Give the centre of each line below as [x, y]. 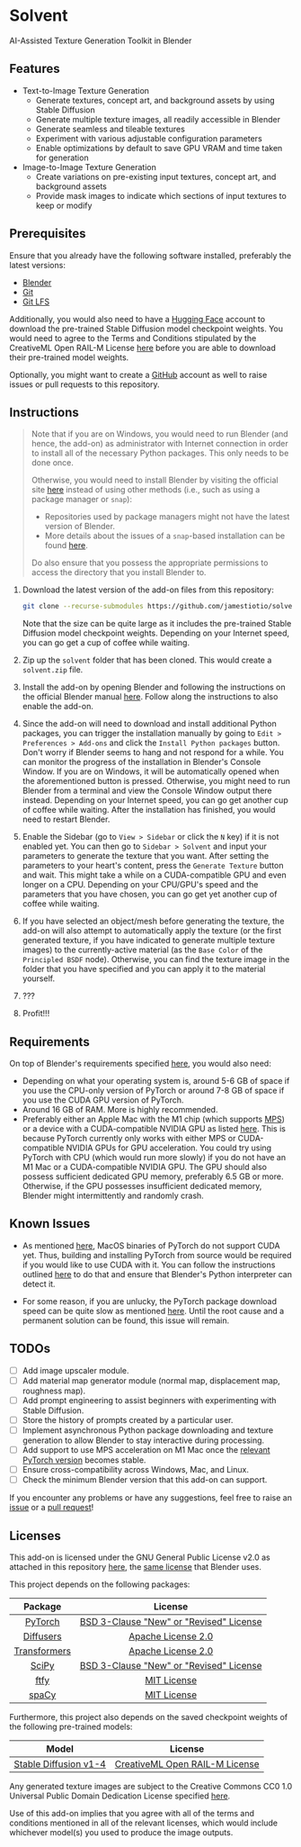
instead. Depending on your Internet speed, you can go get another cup [155, 800]
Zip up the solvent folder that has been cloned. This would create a [147, 660]
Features [35, 69]
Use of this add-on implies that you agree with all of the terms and [132, 1813]
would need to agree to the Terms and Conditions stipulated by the [133, 338]
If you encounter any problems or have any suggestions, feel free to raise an [150, 1498]
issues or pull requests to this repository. [84, 384]
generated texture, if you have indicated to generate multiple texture [149, 941]
